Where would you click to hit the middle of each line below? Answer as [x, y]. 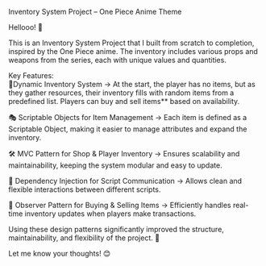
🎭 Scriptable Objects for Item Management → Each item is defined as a [128, 117]
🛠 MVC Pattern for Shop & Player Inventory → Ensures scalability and [124, 154]
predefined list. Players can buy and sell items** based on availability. [124, 101]
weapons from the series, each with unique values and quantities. [118, 60]
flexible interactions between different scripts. [85, 189]
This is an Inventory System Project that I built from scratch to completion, [131, 43]
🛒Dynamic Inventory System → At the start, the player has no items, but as [132, 84]
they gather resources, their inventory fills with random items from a [121, 93]
